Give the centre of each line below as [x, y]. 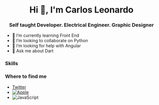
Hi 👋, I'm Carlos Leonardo [81, 10]
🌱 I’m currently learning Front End [46, 35]
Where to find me [26, 76]
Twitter [19, 87]
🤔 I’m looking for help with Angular [46, 46]
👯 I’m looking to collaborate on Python [50, 41]
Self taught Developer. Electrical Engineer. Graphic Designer [81, 25]
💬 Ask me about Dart [33, 51]
